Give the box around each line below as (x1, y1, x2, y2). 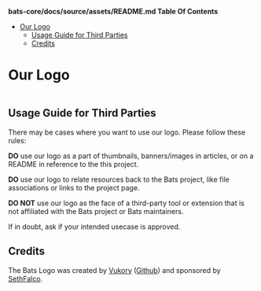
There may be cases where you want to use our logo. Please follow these (8, 127, 246, 137)
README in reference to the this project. (8, 159, 139, 168)
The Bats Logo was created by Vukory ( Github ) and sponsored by (8, 265, 222, 274)
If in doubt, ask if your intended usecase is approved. (8, 222, 181, 231)
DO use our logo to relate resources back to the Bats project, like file (8, 175, 230, 184)
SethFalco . (8, 274, 43, 283)
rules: (8, 135, 27, 145)
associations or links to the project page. (8, 182, 140, 192)
